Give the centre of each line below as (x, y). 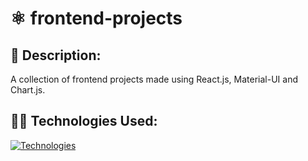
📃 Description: (56, 55)
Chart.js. (28, 90)
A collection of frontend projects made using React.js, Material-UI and (154, 79)
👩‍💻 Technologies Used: (84, 121)
